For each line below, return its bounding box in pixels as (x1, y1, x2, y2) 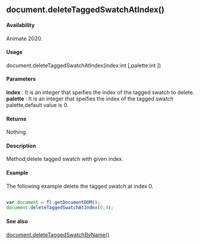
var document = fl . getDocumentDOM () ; (6, 199, 101, 205)
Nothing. (6, 129, 28, 136)
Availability (6, 21, 35, 29)
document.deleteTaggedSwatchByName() (6, 231, 110, 238)
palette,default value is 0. (6, 102, 69, 108)
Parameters (6, 75, 36, 83)
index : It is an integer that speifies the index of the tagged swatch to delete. (6, 89, 195, 96)
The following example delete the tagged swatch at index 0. (6, 182, 154, 190)
